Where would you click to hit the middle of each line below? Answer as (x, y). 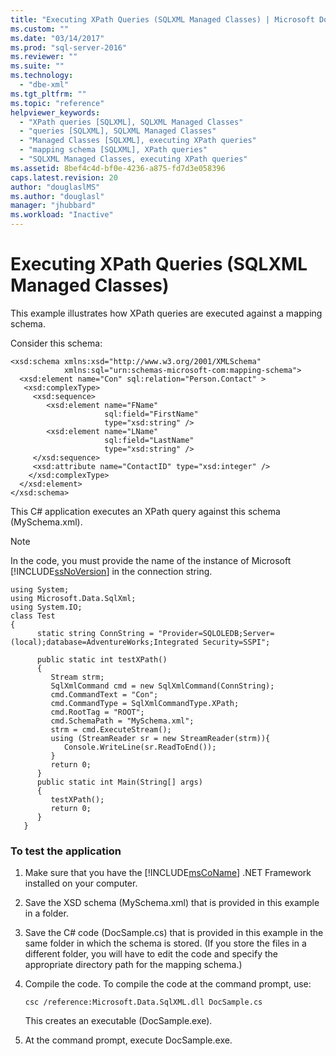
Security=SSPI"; (236, 642)
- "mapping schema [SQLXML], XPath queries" (113, 150)
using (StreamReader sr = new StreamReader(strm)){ (160, 738)
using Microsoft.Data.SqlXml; (73, 598)
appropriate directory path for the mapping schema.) (133, 965)
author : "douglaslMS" (55, 187)
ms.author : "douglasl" (57, 196)
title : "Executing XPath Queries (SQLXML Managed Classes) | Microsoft (162, 19)
